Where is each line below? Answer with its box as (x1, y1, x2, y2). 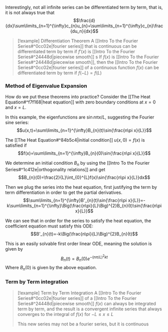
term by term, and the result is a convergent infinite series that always (17, 306, 162, 312)
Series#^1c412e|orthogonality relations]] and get (5, 167, 105, 173)
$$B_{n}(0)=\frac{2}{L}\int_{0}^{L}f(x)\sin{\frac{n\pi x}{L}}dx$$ (18, 174, 150, 180)
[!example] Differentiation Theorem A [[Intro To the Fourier (17, 38, 138, 44)
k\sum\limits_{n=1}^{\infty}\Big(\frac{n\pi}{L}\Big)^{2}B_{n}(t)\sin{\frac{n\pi (7, 203, 162, 209)
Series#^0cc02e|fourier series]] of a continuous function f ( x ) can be (17, 65, 159, 70)
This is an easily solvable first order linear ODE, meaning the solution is (5, 241, 152, 247)
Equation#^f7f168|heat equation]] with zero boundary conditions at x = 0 (5, 99, 156, 105)
